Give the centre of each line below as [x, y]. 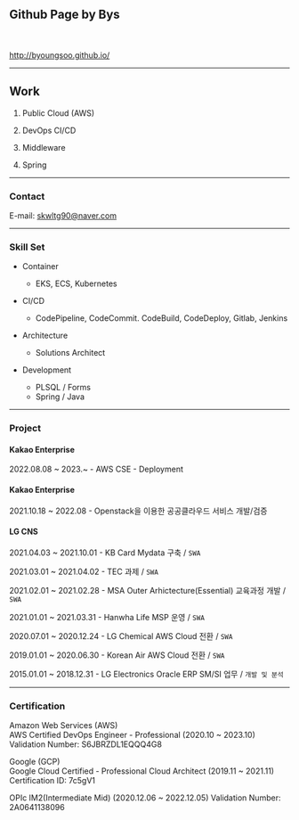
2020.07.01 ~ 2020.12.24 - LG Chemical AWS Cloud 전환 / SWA [121, 635]
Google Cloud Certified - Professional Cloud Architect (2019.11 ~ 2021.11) [141, 771]
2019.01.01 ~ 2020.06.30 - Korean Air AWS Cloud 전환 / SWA [117, 655]
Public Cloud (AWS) [58, 113]
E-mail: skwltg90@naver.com [63, 215]
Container [40, 266]
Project [25, 429]
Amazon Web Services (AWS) [64, 726]
